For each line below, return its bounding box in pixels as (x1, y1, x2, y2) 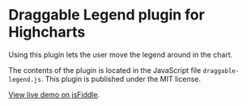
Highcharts (8, 23, 86, 41)
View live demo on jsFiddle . (8, 89, 100, 99)
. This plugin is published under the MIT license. (40, 74, 201, 83)
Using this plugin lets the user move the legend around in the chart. (8, 49, 233, 59)
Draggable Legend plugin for (8, 6, 205, 24)
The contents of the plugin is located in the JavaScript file (8, 65, 202, 75)
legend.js (8, 75, 42, 83)
